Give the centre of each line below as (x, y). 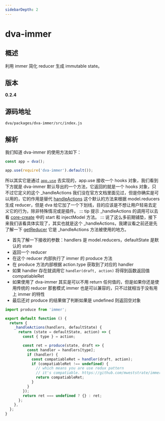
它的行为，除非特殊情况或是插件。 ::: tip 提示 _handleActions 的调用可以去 (84, 211)
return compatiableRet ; (60, 378)
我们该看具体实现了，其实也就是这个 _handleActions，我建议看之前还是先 (83, 223)
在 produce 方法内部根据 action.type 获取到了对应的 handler (73, 264)
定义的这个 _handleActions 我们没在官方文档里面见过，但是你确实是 (86, 192)
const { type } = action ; (49, 337)
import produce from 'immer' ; (36, 310)
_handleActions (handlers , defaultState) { (58, 328)
